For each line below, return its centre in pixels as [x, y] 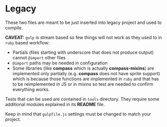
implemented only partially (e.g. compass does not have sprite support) [86, 73]
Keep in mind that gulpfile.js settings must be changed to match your [78, 114]
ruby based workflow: [27, 42]
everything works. [31, 89]
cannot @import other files [39, 57]
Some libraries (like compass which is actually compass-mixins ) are [83, 68]
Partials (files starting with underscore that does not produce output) [83, 52]
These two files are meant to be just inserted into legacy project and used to [83, 22]
